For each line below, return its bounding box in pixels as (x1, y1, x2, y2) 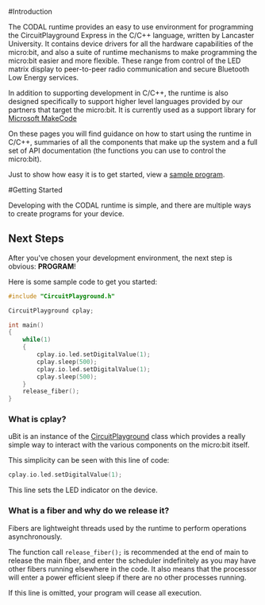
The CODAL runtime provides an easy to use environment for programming (8, 22, 254, 31)
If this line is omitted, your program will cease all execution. (8, 588, 202, 597)
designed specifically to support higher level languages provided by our (8, 97, 244, 106)
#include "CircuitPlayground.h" (8, 292, 115, 301)
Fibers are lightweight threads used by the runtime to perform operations (8, 523, 248, 533)
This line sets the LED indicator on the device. (8, 485, 158, 495)
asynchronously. (8, 532, 63, 541)
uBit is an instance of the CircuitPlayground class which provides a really (8, 432, 246, 441)
